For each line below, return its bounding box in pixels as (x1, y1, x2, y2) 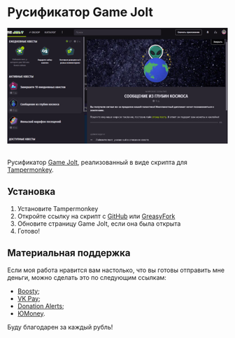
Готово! (17, 227, 41, 235)
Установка (7, 186, 56, 198)
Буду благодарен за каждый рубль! (7, 323, 113, 331)
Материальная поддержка (7, 247, 131, 259)
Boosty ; (17, 287, 41, 295)
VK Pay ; (17, 294, 41, 302)
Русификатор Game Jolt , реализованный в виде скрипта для (7, 158, 187, 166)
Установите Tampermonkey (17, 204, 99, 212)
